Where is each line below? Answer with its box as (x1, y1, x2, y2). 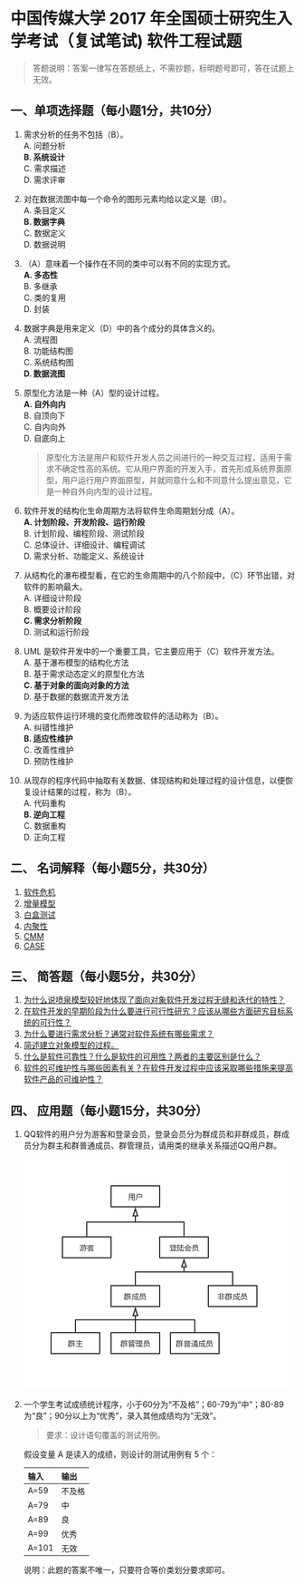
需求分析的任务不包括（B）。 (23, 129, 128, 140)
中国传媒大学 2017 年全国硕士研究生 (10, 8, 277, 29)
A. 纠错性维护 (23, 722, 74, 733)
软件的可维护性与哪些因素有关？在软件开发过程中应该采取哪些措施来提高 (23, 1063, 293, 1074)
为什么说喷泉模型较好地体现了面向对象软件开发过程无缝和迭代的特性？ (23, 995, 286, 1006)
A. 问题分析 (23, 140, 66, 151)
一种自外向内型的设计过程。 (53, 486, 157, 497)
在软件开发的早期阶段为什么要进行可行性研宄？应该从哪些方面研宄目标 (23, 1006, 286, 1016)
